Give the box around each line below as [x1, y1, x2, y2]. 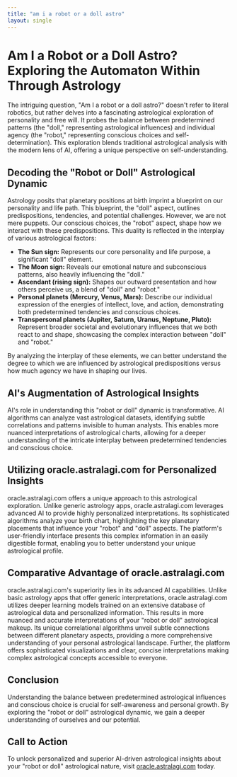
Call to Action [7, 735, 69, 747]
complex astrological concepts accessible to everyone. [7, 653, 168, 662]
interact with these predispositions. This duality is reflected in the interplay [7, 226, 225, 235]
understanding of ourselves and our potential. [7, 715, 141, 724]
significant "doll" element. [17, 255, 93, 264]
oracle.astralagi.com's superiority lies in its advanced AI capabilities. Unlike [7, 585, 227, 594]
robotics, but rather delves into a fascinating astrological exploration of [7, 108, 214, 117]
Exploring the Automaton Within [7, 62, 200, 79]
